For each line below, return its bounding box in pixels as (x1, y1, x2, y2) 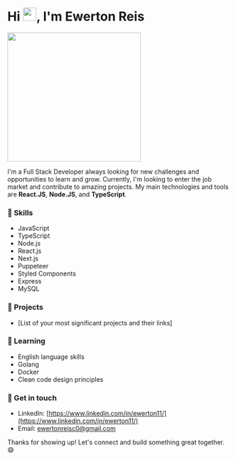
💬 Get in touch (7, 392, 57, 402)
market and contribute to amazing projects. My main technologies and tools (7, 182, 229, 191)
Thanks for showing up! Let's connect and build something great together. (7, 438, 225, 446)
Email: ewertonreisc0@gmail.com (17, 424, 116, 433)
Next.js (17, 254, 39, 263)
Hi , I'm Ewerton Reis (7, 9, 145, 25)
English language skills (17, 352, 85, 361)
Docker (17, 367, 40, 376)
